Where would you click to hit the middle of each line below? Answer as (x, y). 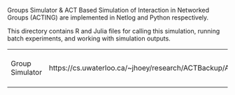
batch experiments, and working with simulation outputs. (89, 38)
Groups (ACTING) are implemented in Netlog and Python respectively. (108, 17)
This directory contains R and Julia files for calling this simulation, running (114, 31)
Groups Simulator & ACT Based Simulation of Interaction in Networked (108, 10)
